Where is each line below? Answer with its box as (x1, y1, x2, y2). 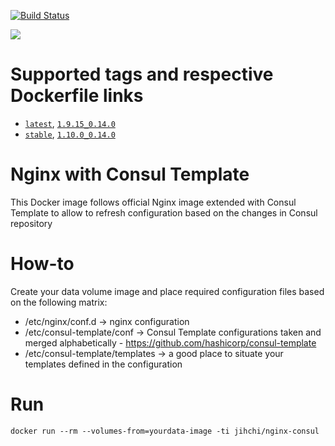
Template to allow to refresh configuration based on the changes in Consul (10, 206, 318, 219)
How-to (10, 253, 75, 275)
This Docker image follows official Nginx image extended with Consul (10, 196, 297, 208)
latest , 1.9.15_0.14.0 (24, 117, 116, 129)
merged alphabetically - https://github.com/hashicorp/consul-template (24, 336, 317, 349)
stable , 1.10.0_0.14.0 (24, 128, 116, 140)
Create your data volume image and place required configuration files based (10, 285, 325, 297)
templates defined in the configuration (24, 358, 183, 370)
